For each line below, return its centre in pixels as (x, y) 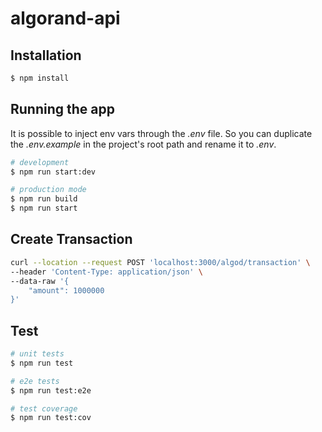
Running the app (62, 109)
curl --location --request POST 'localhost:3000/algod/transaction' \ (160, 262)
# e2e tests (35, 381)
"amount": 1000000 (66, 290)
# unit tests (37, 354)
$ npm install (40, 78)
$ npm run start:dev (53, 172)
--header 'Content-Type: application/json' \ (106, 272)
